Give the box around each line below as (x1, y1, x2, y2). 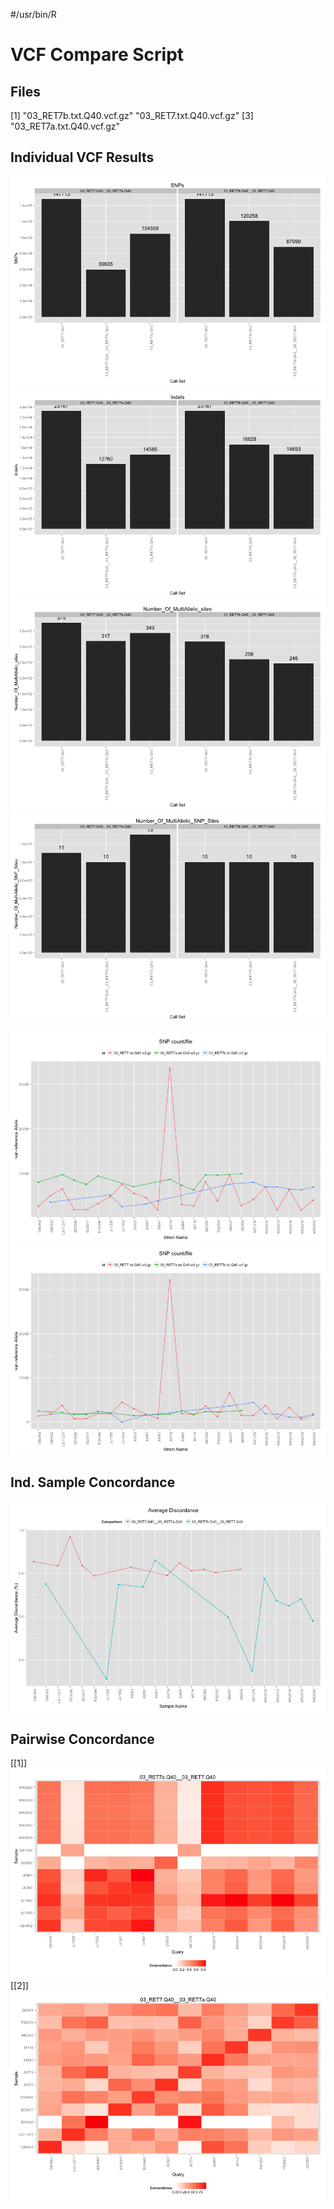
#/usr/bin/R (10, 9, 57, 20)
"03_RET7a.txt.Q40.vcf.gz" (10, 120, 120, 132)
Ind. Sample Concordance (10, 1474, 176, 1491)
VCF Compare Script (10, 44, 185, 66)
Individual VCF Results (10, 149, 155, 166)
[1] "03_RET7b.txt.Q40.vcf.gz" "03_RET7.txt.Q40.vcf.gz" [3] (10, 110, 254, 121)
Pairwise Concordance (10, 1731, 155, 1748)
